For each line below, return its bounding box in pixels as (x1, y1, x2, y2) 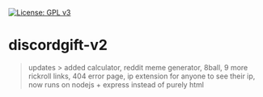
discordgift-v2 (8, 36, 108, 54)
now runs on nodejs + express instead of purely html (28, 79, 205, 89)
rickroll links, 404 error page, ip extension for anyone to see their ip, (28, 71, 256, 81)
